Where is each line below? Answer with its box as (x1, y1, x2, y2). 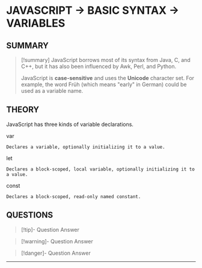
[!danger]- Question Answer (20, 249, 91, 257)
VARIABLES (6, 16, 66, 30)
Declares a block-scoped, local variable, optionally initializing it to (6, 166, 195, 172)
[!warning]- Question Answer (20, 237, 93, 245)
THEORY (6, 105, 40, 115)
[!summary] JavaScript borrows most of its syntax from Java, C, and (20, 57, 191, 63)
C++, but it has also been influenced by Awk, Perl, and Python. (20, 63, 176, 70)
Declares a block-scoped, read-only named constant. (6, 193, 141, 199)
